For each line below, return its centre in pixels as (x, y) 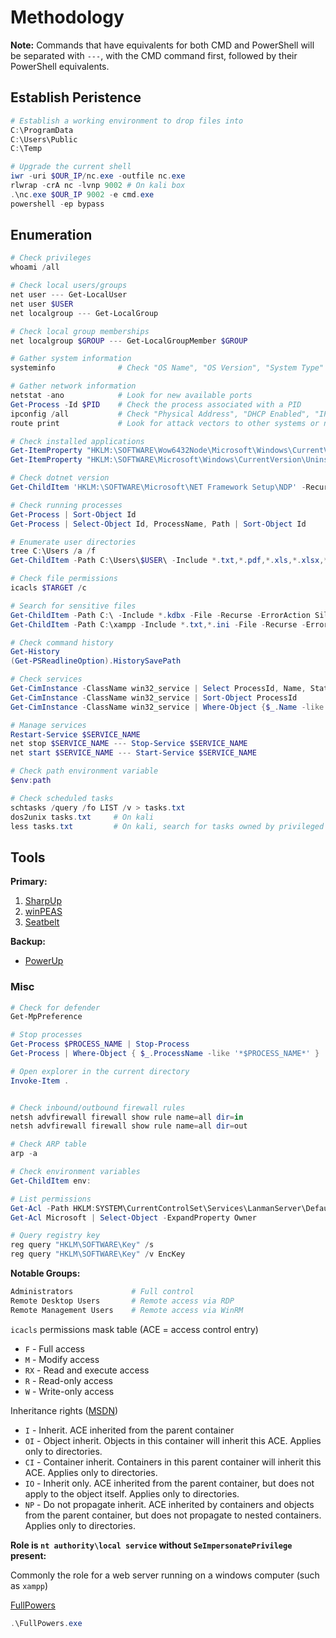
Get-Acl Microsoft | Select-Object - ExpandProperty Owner (133, 1217)
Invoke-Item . (40, 1081)
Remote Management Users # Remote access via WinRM (127, 1310)
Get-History (35, 652)
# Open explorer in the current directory (100, 1071)
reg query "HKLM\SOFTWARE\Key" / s (82, 1245)
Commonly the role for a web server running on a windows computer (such (165, 1575)
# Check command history (62, 642)
